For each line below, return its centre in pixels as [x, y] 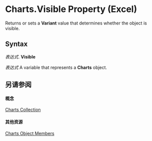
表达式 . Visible [20, 56]
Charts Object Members [30, 133]
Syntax [16, 44]
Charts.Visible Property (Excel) [71, 9]
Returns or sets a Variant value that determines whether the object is [76, 23]
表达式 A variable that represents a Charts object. [56, 67]
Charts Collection [23, 110]
